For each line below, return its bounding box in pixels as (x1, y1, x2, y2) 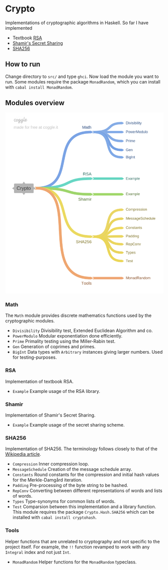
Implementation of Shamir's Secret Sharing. (5, 412, 96, 418)
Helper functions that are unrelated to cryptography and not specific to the (5, 538, 160, 544)
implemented (5, 25, 33, 31)
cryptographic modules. (5, 318, 55, 324)
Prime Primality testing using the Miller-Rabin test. (12, 338, 116, 345)
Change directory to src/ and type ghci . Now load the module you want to (5, 73, 159, 79)
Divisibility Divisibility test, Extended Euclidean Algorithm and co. (12, 328, 153, 334)
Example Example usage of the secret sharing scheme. (12, 422, 125, 428)
